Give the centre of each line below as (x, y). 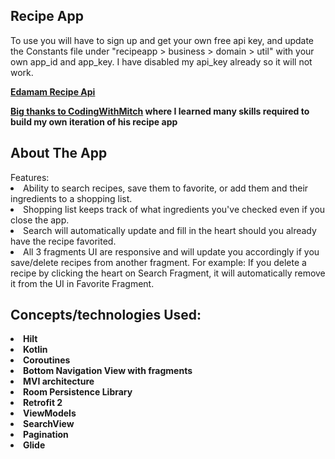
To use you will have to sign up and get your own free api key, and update (162, 40)
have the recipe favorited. (63, 241)
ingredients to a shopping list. (71, 198)
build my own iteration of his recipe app (94, 121)
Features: (30, 177)
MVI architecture (59, 381)
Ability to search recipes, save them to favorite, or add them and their (166, 188)
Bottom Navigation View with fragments (108, 371)
